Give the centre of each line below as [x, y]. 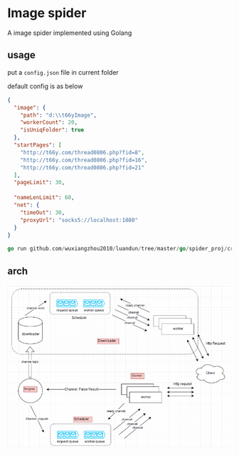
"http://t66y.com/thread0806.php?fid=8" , [82, 152]
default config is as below [45, 86]
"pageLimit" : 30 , [39, 183]
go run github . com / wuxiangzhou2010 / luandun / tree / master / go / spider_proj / [117, 249]
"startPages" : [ [38, 145]
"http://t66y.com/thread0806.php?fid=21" [82, 168]
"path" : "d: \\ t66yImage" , [59, 115]
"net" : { [27, 205]
